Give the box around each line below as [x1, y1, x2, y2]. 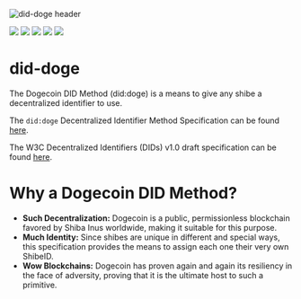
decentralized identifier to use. [9, 97, 123, 108]
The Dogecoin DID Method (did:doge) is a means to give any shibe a [9, 88, 262, 99]
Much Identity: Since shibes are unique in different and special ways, [22, 232, 280, 242]
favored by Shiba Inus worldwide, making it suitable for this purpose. [22, 222, 277, 233]
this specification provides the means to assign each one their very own [22, 241, 289, 251]
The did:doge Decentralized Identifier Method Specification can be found [9, 115, 280, 126]
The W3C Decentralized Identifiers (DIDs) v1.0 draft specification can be [9, 142, 277, 153]
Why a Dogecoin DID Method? [9, 183, 238, 204]
